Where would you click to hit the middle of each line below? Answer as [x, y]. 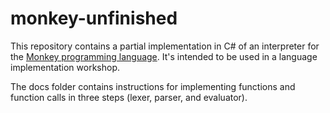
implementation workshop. [65, 67]
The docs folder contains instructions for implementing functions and [153, 86]
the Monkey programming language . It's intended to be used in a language [164, 56]
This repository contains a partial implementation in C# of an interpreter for [165, 46]
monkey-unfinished [94, 18]
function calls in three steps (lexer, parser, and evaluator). [129, 97]
